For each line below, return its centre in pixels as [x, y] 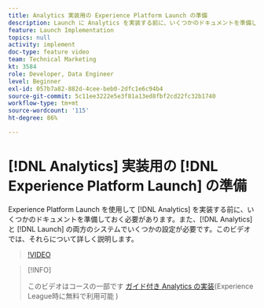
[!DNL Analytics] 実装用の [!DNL [113, 167]
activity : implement [42, 45]
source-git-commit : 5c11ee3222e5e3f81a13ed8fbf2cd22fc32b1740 [112, 96]
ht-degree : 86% [33, 118]
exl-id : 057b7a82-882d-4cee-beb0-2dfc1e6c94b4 [86, 89]
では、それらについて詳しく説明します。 [73, 239]
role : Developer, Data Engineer [61, 74]
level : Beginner [35, 81]
